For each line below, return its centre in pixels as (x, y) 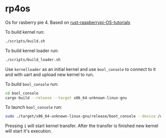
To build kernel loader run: (32, 51)
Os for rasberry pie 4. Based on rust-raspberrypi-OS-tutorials (68, 22)
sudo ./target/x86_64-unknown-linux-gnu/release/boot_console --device (80, 116)
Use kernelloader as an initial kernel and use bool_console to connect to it (81, 69)
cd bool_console (22, 93)
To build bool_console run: (32, 84)
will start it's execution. (29, 131)
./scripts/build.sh (25, 41)
